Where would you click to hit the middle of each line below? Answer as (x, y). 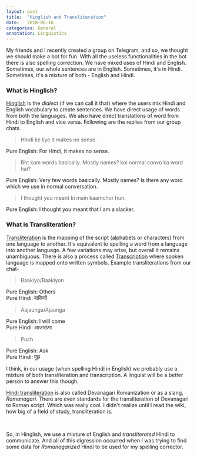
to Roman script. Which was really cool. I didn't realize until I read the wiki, (96, 405)
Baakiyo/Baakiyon (42, 280)
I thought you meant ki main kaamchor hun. (73, 198)
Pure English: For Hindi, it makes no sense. (58, 151)
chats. (14, 128)
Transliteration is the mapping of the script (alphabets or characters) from (95, 237)
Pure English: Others (31, 292)
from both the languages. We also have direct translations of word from (93, 116)
